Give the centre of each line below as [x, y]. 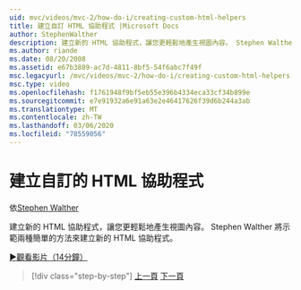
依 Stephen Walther [44, 208]
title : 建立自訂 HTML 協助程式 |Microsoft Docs [94, 26]
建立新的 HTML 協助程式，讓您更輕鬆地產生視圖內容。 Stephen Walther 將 [146, 226]
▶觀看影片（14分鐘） [48, 257]
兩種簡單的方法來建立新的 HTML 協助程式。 [97, 237]
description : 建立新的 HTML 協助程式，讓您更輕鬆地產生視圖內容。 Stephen [137, 43]
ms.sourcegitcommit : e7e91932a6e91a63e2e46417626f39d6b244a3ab [130, 101]
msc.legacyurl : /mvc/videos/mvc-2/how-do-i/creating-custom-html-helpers [150, 76]
